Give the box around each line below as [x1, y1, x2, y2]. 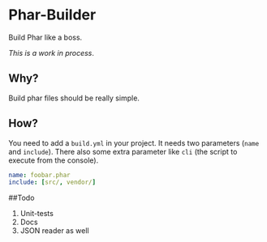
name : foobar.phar [8, 171, 71, 179]
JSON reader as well [19, 226, 89, 236]
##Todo [8, 193, 35, 203]
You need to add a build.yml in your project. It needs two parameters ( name [8, 138, 260, 147]
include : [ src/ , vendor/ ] [8, 178, 96, 187]
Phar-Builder [8, 6, 97, 24]
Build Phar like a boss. [8, 32, 83, 42]
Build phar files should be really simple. [8, 93, 140, 103]
